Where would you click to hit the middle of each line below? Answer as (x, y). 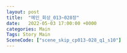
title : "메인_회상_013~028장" (43, 18)
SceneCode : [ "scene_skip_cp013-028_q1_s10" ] (64, 40)
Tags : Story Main (28, 35)
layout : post (23, 12)
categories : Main (28, 29)
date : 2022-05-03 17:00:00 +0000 (52, 23)
